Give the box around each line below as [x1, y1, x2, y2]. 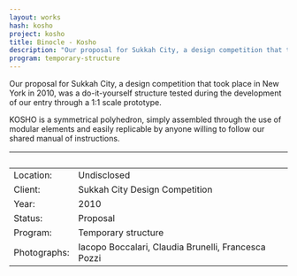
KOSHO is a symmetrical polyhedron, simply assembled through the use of [9, 114, 282, 125]
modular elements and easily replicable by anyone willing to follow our [9, 124, 265, 134]
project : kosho [9, 29, 65, 38]
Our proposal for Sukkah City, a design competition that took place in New [9, 79, 280, 88]
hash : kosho [9, 21, 53, 30]
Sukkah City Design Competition [78, 183, 213, 195]
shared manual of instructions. [9, 134, 120, 143]
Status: [13, 212, 42, 224]
